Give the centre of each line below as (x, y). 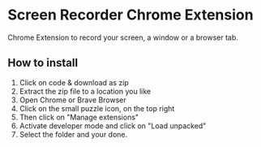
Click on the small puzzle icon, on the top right (97, 108)
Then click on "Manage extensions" (79, 117)
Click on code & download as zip (74, 82)
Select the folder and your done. (73, 134)
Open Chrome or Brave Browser (73, 100)
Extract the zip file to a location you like (85, 91)
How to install (43, 63)
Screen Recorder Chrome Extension (130, 15)
